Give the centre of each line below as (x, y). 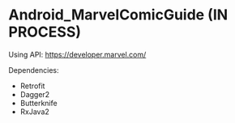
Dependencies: (34, 70)
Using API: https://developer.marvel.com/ (77, 54)
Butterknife (39, 103)
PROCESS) (45, 32)
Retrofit (32, 86)
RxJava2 (35, 112)
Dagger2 (35, 94)
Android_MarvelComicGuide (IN (118, 15)
